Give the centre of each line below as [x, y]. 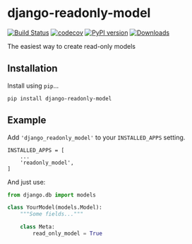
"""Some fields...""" [52, 214]
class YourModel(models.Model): [55, 208]
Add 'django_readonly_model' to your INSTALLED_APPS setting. [96, 137]
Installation [32, 69]
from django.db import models [52, 195]
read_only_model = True [67, 234]
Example [27, 121]
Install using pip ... [33, 86]
